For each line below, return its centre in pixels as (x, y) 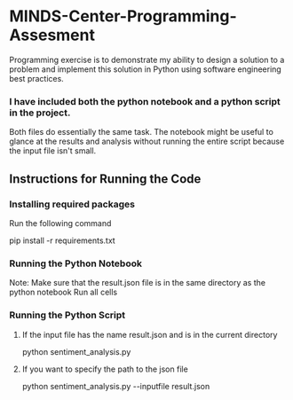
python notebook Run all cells (63, 292)
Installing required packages (72, 204)
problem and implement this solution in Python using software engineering (145, 69)
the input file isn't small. (53, 151)
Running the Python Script (67, 315)
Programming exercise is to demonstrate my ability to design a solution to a (147, 59)
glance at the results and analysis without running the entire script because (147, 141)
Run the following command (60, 223)
